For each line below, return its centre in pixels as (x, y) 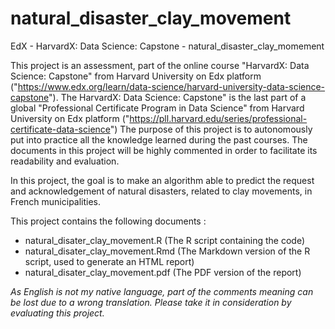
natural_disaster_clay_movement (151, 18)
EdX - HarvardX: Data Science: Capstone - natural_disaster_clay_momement (167, 46)
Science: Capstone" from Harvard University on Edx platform (136, 76)
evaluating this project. (57, 313)
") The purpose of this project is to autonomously (211, 129)
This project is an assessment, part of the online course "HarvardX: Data (160, 65)
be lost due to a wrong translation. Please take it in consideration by (151, 302)
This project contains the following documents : (108, 221)
